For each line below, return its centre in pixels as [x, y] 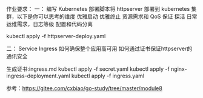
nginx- [179, 69]
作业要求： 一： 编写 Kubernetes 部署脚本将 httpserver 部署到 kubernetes [98, 9]
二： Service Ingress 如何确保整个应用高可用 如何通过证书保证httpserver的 [99, 48]
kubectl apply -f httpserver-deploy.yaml [56, 36]
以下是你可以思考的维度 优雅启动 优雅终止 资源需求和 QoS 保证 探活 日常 [107, 16]
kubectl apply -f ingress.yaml [108, 76]
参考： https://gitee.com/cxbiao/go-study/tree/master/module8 [84, 88]
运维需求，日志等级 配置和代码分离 [49, 24]
